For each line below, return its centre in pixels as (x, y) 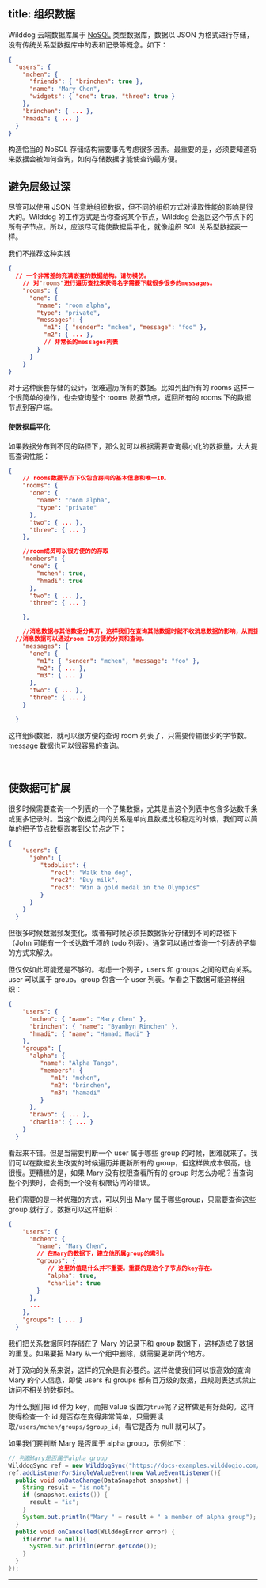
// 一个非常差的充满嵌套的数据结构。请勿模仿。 (83, 276)
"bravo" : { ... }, (59, 1115)
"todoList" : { (63, 866)
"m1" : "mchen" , (76, 1078)
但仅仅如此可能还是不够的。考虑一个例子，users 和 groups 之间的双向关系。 (132, 970)
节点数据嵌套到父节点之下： (81, 828)
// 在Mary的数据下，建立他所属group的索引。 (102, 1254)
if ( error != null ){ (55, 1539)
